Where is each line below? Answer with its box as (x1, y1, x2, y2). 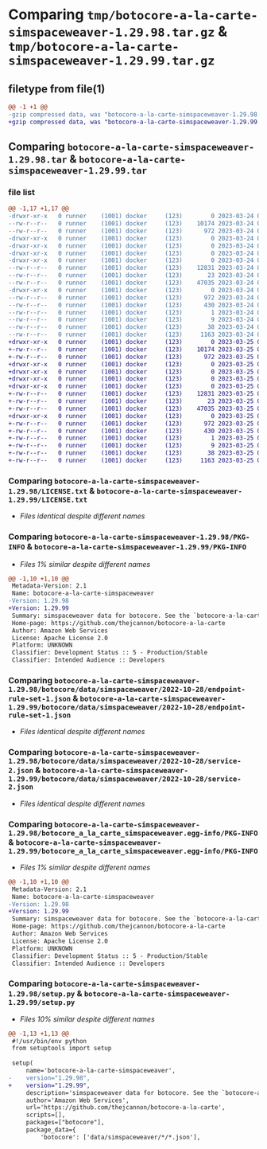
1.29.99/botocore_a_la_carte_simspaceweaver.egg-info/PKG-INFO (8, 846, 258, 855)
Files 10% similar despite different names (19, 1014, 155, 1024)
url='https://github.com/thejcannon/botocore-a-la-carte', (25, 1104, 226, 1112)
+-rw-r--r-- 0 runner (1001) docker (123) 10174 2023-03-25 (8, 345, 254, 354)
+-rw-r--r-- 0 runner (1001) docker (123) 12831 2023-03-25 (8, 390, 254, 398)
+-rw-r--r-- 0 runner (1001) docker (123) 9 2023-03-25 (8, 442, 254, 450)
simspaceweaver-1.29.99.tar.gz (8, 53, 215, 68)
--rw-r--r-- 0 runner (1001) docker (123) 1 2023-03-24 (8, 308, 254, 316)
